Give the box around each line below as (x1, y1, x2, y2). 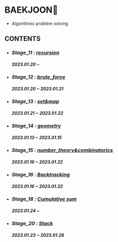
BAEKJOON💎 (4, 4, 58, 16)
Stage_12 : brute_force (11, 74, 66, 81)
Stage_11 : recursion (11, 49, 60, 56)
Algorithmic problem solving (11, 20, 68, 26)
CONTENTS (4, 35, 41, 43)
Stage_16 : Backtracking (11, 171, 70, 178)
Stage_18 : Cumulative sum (11, 196, 77, 202)
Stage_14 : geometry (11, 122, 61, 129)
